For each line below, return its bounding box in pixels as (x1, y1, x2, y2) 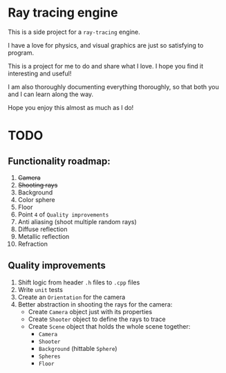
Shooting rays (17, 181, 58, 189)
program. (8, 48, 35, 57)
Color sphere (17, 195, 56, 203)
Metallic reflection (17, 232, 70, 240)
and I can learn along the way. (8, 90, 94, 98)
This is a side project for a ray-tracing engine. (8, 28, 140, 36)
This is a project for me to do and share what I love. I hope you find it (8, 62, 203, 70)
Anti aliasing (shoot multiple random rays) (17, 217, 137, 226)
